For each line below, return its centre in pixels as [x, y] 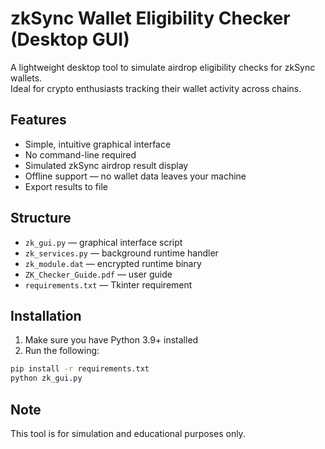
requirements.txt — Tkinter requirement [108, 284]
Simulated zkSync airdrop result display [106, 165]
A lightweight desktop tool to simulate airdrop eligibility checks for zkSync [163, 67]
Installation [46, 315]
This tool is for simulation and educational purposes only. [128, 433]
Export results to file [66, 186]
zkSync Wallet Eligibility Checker [150, 18]
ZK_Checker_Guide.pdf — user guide [98, 274]
